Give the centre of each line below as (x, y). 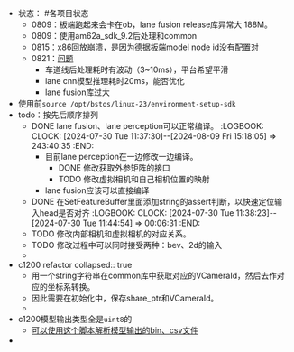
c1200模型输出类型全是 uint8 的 (75, 319)
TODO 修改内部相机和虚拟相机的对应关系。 (111, 234)
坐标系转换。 (71, 287)
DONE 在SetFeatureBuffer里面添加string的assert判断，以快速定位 (153, 202)
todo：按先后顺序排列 (58, 115)
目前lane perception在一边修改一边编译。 (121, 157)
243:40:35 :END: (63, 146)
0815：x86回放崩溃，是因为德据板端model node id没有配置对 (145, 47)
